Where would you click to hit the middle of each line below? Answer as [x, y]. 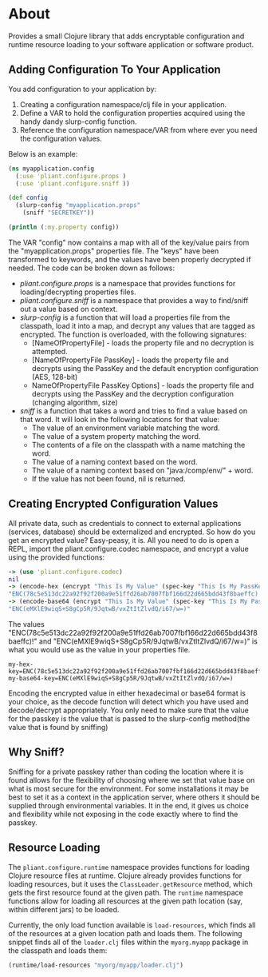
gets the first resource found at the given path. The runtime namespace [126, 892]
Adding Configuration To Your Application [114, 70]
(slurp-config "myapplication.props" [78, 205]
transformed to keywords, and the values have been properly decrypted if [130, 259]
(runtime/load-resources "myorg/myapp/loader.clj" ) [96, 965]
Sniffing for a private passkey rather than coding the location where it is [126, 772]
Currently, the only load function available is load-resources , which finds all [132, 925]
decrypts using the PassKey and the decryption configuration [132, 393]
